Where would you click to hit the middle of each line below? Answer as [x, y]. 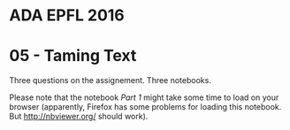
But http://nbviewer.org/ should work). [79, 117]
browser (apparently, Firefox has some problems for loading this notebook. [145, 107]
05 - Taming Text [73, 56]
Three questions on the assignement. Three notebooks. [111, 80]
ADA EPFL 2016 [67, 15]
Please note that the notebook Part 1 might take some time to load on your [144, 97]
